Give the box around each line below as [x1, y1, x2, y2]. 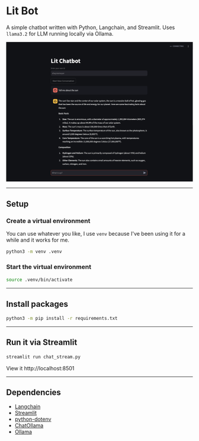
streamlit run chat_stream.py [6, 354, 81, 360]
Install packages [6, 299, 68, 309]
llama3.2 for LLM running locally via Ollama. [6, 30, 114, 37]
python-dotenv [14, 415, 52, 423]
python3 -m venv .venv [6, 249, 62, 255]
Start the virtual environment [6, 262, 92, 271]
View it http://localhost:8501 [6, 364, 75, 372]
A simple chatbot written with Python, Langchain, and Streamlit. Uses [6, 24, 175, 31]
